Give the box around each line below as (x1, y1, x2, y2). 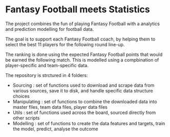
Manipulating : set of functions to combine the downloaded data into (12, 99, 157, 105)
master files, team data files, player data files (12, 104, 108, 110)
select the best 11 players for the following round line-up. (5, 41, 125, 47)
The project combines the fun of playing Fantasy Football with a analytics (5, 21, 160, 27)
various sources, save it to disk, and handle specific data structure (12, 87, 153, 93)
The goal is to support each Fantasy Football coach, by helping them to (5, 36, 156, 42)
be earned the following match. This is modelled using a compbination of (5, 56, 159, 63)
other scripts (12, 114, 40, 121)
